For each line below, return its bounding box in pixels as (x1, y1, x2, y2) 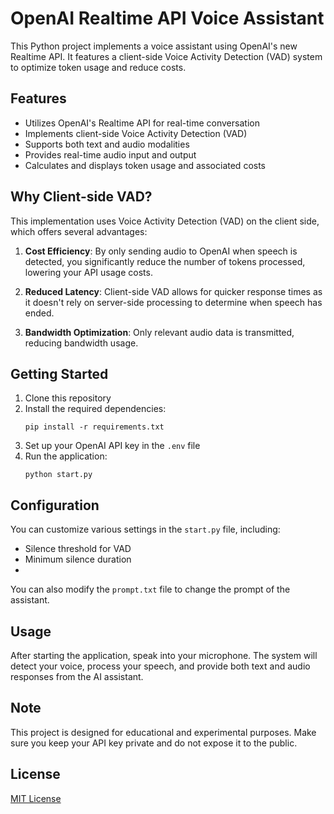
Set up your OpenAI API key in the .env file (24, 440, 201, 452)
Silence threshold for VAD (24, 543, 132, 555)
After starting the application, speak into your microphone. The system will (10, 650, 318, 661)
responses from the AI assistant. (10, 671, 144, 682)
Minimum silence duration (24, 553, 132, 566)
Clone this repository (24, 392, 112, 404)
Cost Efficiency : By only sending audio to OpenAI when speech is (24, 245, 298, 257)
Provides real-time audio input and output (24, 148, 197, 161)
